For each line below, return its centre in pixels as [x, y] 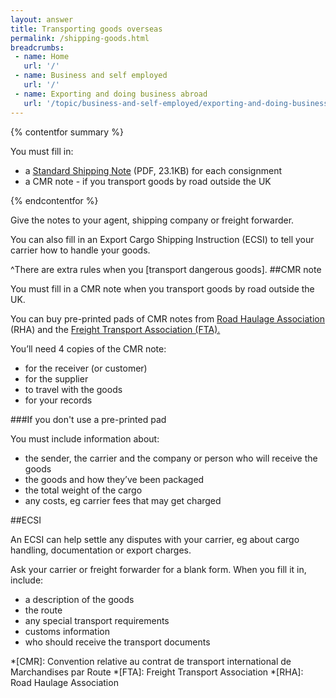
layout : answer [42, 19]
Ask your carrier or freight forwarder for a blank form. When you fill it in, [158, 569]
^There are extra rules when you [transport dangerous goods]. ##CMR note [166, 269]
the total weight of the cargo [83, 490]
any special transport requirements [97, 620]
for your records [58, 400]
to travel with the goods [73, 389]
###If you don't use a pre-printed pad [88, 419]
